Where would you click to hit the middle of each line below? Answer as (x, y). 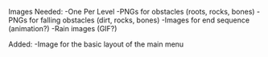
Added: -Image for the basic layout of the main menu (96, 44)
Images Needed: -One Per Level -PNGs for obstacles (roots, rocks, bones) (132, 12)
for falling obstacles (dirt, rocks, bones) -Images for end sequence (140, 20)
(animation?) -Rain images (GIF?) (63, 28)
